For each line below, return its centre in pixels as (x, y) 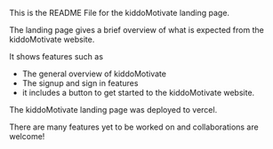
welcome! (27, 136)
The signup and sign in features (80, 83)
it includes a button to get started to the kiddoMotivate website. (138, 93)
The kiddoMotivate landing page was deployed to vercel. (113, 110)
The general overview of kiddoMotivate (94, 74)
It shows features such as (56, 56)
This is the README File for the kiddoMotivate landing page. (119, 13)
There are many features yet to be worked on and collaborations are (134, 127)
